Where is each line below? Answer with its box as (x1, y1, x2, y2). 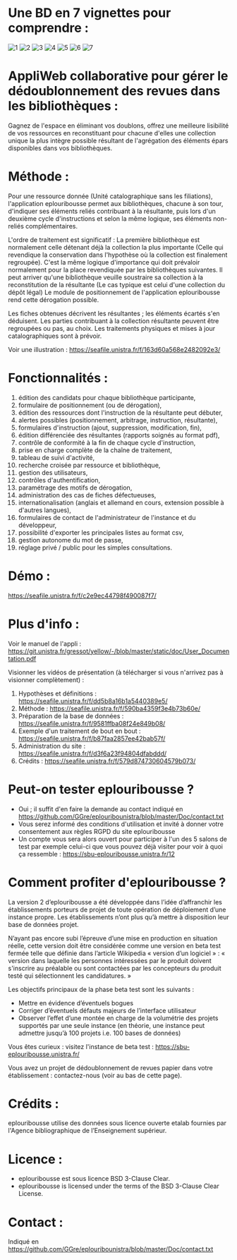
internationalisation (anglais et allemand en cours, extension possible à (18, 498, 224, 507)
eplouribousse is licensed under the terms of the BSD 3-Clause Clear (18, 1182, 219, 1190)
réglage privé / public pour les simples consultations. (18, 543, 173, 552)
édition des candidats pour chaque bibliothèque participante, (18, 393, 196, 401)
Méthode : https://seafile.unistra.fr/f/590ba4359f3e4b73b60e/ (18, 704, 200, 713)
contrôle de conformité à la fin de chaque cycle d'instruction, (18, 438, 196, 447)
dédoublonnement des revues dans (8, 83, 221, 99)
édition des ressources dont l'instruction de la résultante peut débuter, (18, 408, 223, 417)
